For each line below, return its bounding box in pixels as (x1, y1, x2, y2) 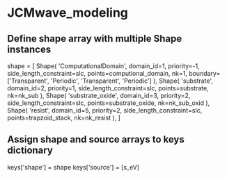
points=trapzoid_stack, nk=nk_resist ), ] (7, 113, 120, 122)
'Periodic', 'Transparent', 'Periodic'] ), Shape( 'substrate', (50, 76, 214, 85)
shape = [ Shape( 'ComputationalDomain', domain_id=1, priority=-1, (7, 62, 200, 70)
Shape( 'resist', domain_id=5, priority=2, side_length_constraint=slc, (7, 106, 203, 114)
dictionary (7, 145, 54, 156)
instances (7, 43, 52, 55)
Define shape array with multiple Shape (7, 33, 182, 44)
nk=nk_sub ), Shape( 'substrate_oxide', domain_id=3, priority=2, (7, 92, 191, 99)
